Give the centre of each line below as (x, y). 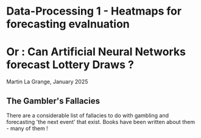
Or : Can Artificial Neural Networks (96, 52)
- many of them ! (27, 128)
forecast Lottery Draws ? (70, 65)
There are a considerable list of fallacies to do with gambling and (88, 115)
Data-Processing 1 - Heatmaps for (94, 11)
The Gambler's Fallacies (53, 101)
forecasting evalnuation (68, 24)
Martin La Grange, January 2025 (47, 82)
